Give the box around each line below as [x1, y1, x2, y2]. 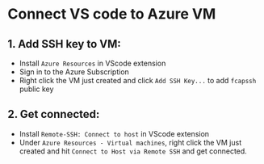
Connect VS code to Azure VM [7, 5, 216, 23]
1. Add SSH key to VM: [7, 37, 122, 51]
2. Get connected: [7, 107, 100, 121]
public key [19, 84, 54, 94]
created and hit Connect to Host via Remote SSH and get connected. [19, 146, 247, 156]
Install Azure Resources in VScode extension [19, 58, 166, 68]
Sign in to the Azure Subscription [19, 67, 130, 77]
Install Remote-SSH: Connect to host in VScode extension [19, 128, 210, 138]
